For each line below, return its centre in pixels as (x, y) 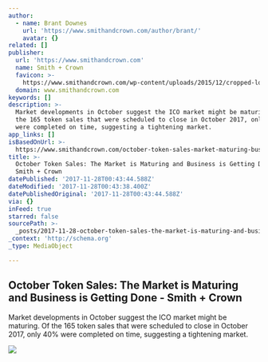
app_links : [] (32, 134)
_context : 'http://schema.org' (60, 239)
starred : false (33, 217)
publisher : (26, 53)
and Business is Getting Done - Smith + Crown (125, 298)
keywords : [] (30, 97)
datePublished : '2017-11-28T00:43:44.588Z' (82, 179)
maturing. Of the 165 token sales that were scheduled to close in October (128, 325)
